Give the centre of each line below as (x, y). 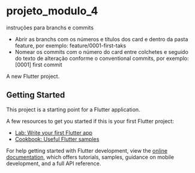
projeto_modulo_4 (52, 11)
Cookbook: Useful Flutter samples (57, 139)
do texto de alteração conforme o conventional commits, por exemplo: (102, 58)
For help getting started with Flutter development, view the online (87, 150)
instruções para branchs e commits (50, 28)
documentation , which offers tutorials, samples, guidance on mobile (90, 157)
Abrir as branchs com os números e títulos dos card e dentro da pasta (101, 39)
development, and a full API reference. (54, 163)
